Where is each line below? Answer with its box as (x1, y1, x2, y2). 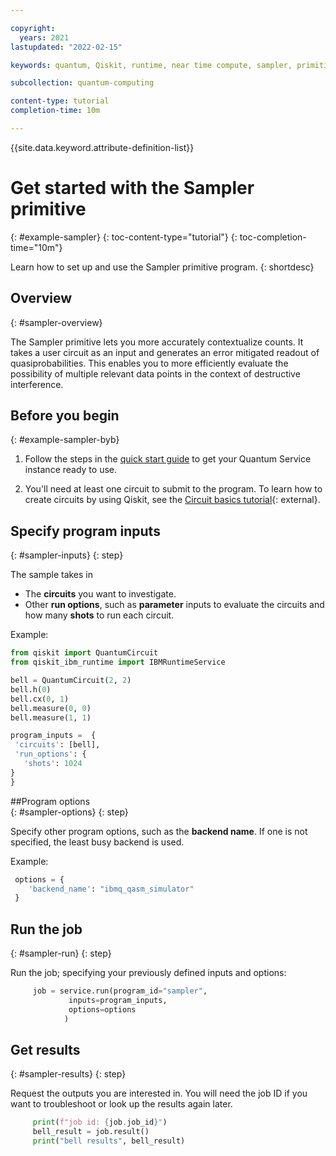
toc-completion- (239, 231, 307, 243)
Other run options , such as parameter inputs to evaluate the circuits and (24, 599, 325, 611)
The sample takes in (10, 569, 94, 581)
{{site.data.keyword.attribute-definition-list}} (10, 141, 195, 153)
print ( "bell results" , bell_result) (32, 1136, 186, 1146)
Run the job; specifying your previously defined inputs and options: (10, 967, 287, 979)
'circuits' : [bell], (14, 740, 101, 750)
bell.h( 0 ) (10, 684, 52, 695)
